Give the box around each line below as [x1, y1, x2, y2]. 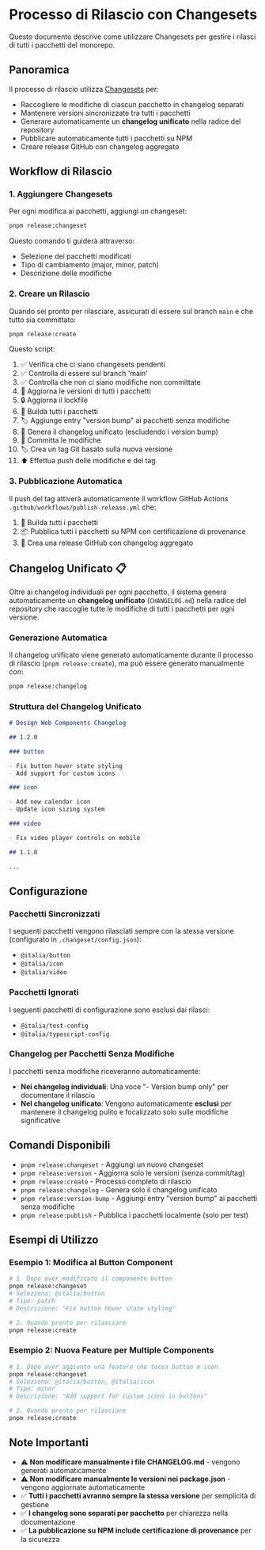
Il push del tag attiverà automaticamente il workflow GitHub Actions [9, 493, 229, 503]
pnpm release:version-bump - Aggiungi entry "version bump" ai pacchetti [20, 1193, 258, 1203]
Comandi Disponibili [9, 1138, 111, 1152]
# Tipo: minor [9, 1385, 56, 1393]
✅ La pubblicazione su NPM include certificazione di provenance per [20, 1525, 252, 1535]
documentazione [20, 1517, 76, 1526]
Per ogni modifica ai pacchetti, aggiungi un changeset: [9, 206, 187, 216]
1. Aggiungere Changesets [9, 189, 113, 200]
